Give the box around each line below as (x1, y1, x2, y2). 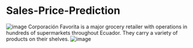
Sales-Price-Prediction (6, 4, 120, 17)
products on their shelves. (6, 35, 69, 42)
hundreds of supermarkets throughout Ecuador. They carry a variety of (6, 29, 178, 36)
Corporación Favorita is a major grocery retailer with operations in (28, 23, 188, 30)
